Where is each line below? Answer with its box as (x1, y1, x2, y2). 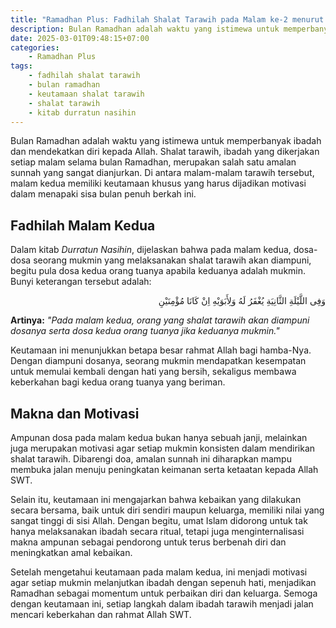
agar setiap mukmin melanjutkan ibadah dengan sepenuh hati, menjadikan (10, 577, 317, 588)
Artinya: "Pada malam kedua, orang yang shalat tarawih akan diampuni (10, 314, 310, 326)
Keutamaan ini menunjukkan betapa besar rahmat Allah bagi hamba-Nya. (10, 344, 312, 356)
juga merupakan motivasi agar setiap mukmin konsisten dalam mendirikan (10, 442, 316, 454)
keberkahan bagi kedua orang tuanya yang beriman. (10, 376, 226, 388)
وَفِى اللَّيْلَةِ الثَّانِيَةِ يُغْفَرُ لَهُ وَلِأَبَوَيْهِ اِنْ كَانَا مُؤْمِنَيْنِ (158, 295, 326, 307)
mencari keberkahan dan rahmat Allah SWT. (10, 609, 192, 620)
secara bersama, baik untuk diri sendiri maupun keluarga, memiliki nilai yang (10, 504, 325, 516)
